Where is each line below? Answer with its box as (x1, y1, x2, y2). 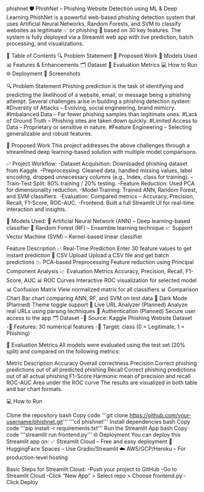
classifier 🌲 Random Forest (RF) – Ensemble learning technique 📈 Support (6, 224, 193, 231)
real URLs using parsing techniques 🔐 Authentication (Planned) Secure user (6, 308, 196, 314)
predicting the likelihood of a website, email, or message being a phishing (6, 91, 191, 99)
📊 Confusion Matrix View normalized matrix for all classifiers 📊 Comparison (6, 286, 199, 293)
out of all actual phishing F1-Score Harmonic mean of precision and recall (6, 373, 191, 379)
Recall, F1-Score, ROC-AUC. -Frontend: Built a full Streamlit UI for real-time (6, 199, 195, 206)
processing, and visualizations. (6, 40, 84, 47)
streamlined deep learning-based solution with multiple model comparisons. (6, 148, 198, 155)
